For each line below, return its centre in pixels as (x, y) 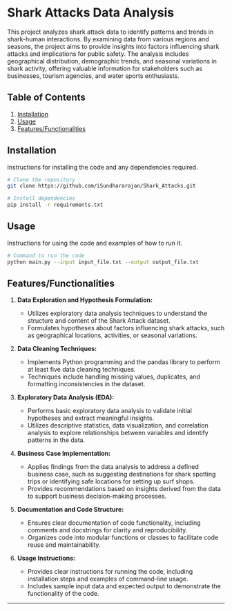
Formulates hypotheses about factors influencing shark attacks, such (126, 328)
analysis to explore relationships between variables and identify (118, 433)
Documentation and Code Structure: (70, 510)
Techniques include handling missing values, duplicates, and (114, 377)
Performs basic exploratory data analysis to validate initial (109, 411)
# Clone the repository (41, 180)
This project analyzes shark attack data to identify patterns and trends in (110, 32)
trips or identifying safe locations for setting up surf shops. (111, 481)
